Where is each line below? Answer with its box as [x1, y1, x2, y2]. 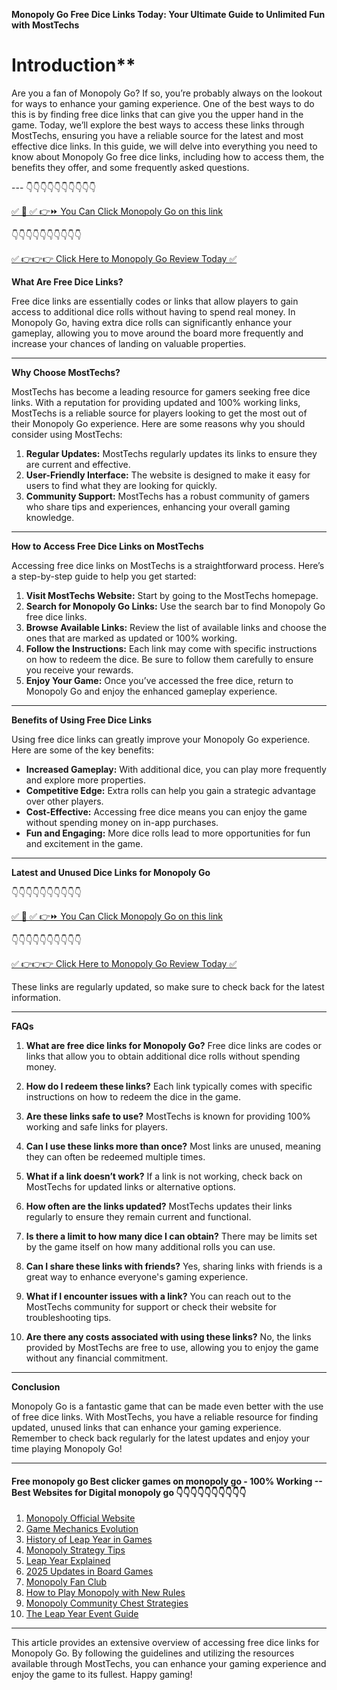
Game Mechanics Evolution [25, 1523, 139, 1535]
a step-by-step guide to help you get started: [11, 570, 197, 582]
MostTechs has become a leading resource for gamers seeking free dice [11, 385, 311, 398]
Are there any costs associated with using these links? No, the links [25, 1330, 312, 1343]
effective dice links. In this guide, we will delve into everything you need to [11, 140, 318, 152]
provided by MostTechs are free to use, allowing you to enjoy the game [25, 1341, 319, 1353]
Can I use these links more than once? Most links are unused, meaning [25, 1140, 322, 1152]
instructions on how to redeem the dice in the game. [25, 1090, 241, 1103]
